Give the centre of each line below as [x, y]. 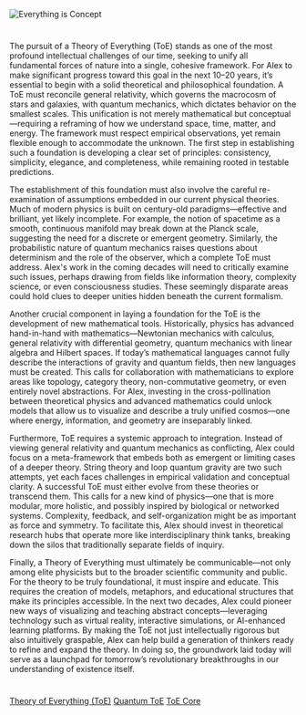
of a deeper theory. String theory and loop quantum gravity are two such [146, 467]
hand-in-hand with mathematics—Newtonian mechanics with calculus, [142, 334]
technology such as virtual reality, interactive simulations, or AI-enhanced [148, 621]
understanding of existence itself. [72, 669]
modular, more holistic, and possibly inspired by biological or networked [144, 506]
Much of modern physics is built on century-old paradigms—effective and [148, 209]
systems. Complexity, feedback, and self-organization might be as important [153, 516]
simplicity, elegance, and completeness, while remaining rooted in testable [149, 162]
